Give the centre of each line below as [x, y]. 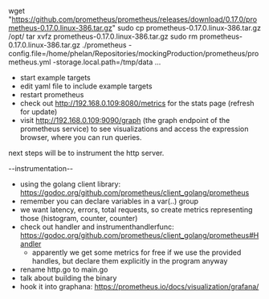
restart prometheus [52, 94]
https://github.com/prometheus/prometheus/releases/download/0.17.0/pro [134, 19]
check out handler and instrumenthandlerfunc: [97, 227]
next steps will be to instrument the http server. [86, 153]
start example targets [55, 78]
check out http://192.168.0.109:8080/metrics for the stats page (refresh [137, 103]
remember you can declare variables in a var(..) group [109, 201]
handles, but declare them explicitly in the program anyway [130, 261]
